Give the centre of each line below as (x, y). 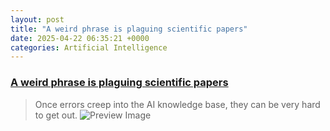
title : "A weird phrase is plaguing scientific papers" (129, 29)
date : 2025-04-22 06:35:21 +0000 (80, 38)
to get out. (56, 115)
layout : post (37, 19)
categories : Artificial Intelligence (89, 47)
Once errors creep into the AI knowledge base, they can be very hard (177, 104)
